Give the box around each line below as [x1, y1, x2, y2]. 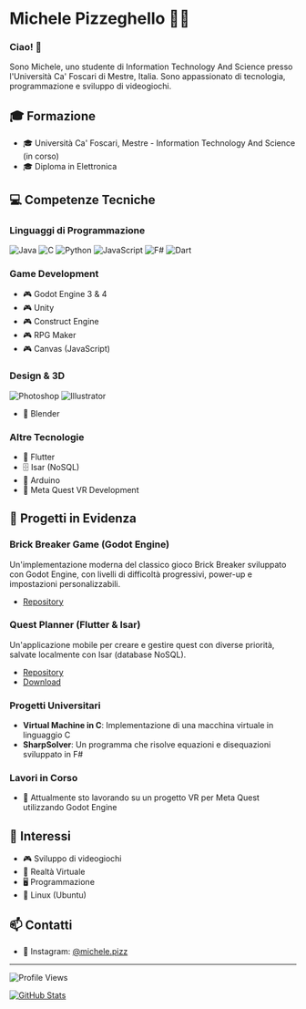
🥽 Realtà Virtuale [22, 866, 86, 878]
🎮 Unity [22, 303, 55, 314]
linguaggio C [22, 729, 71, 741]
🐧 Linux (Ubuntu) [22, 890, 87, 901]
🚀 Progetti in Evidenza [9, 510, 137, 527]
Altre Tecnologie [9, 430, 85, 443]
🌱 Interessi [9, 829, 71, 844]
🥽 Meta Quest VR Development [22, 484, 139, 495]
